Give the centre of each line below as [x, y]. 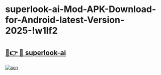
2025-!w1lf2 [31, 31]
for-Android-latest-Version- [65, 20]
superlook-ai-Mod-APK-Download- [81, 9]
